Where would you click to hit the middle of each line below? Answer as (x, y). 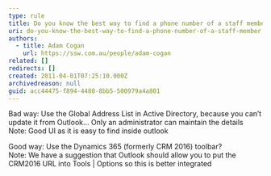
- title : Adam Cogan (50, 46)
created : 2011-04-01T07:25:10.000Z (68, 76)
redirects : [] (32, 69)
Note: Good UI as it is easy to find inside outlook (88, 131)
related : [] (28, 61)
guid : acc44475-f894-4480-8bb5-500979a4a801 (84, 91)
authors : (23, 38)
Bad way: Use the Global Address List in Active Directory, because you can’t (135, 114)
